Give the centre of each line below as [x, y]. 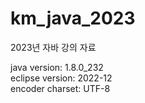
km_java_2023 [73, 18]
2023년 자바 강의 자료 [53, 47]
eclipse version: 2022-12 [61, 78]
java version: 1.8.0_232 [57, 67]
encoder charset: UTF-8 [60, 88]
